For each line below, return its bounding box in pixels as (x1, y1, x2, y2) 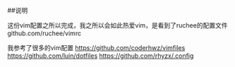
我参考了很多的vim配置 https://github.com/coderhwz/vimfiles (7, 44, 186, 51)
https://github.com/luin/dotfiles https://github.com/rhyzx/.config (7, 51, 194, 60)
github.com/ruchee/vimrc (7, 29, 82, 37)
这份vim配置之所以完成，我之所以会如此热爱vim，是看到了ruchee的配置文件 (7, 21, 228, 30)
